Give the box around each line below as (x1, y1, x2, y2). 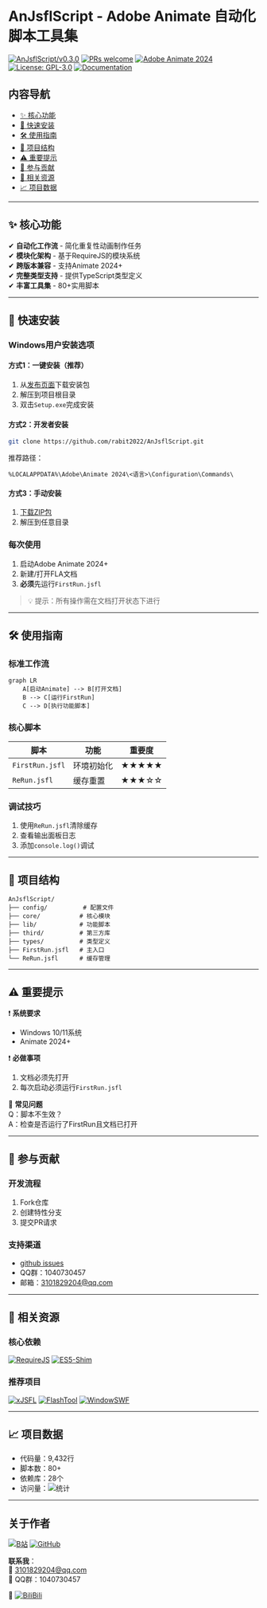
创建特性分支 (19, 1208, 62, 1218)
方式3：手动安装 (8, 488, 62, 498)
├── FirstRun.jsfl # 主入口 (8, 946, 105, 954)
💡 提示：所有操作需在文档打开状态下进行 (27, 595, 161, 606)
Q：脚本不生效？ (8, 1109, 63, 1119)
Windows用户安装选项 (8, 339, 95, 351)
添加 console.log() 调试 (19, 840, 95, 849)
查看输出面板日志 (19, 830, 76, 840)
